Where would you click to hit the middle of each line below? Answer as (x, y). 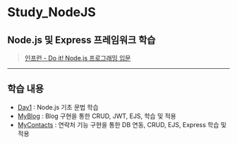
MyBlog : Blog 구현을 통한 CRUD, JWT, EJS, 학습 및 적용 (97, 116)
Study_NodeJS (52, 12)
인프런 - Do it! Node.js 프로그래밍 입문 (78, 58)
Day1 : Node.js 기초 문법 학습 (58, 107)
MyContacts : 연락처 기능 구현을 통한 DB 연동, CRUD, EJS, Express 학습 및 (122, 124)
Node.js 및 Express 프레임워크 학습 (81, 40)
